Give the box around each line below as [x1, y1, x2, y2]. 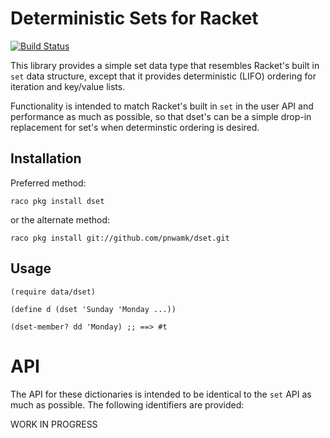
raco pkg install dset [10, 196, 105, 206]
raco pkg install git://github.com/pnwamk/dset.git [10, 233, 230, 243]
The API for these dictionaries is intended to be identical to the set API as [10, 388, 312, 400]
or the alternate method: [10, 213, 111, 226]
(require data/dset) [10, 287, 97, 297]
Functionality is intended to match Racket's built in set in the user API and [10, 100, 314, 112]
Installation [10, 150, 82, 167]
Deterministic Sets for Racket [10, 7, 259, 30]
